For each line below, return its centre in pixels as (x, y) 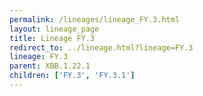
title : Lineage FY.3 (52, 38)
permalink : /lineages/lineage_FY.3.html (95, 19)
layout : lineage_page (54, 29)
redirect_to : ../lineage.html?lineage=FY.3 (101, 47)
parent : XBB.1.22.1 (50, 66)
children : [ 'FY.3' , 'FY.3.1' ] (72, 76)
